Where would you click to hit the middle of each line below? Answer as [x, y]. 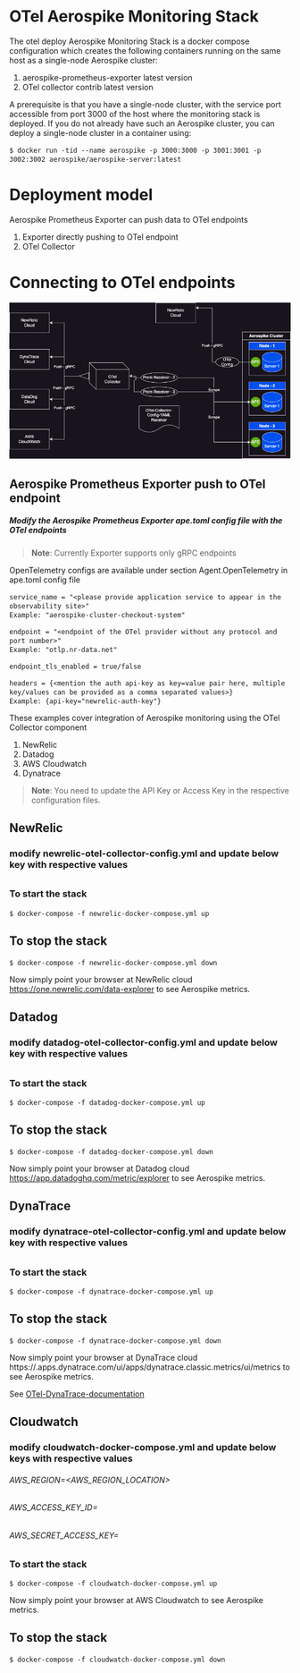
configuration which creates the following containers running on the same [145, 50]
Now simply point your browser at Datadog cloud [100, 1168]
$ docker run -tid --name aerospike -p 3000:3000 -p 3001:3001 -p [135, 150]
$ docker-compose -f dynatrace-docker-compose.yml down [115, 1341]
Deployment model [81, 195]
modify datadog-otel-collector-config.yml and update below [144, 1042]
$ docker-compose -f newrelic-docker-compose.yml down [113, 963]
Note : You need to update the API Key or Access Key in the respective [160, 790]
